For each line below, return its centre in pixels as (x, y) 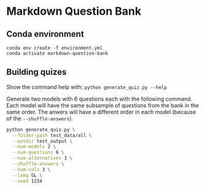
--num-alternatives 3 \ (42, 158)
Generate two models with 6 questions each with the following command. (99, 99)
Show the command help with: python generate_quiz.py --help (87, 87)
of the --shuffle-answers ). (40, 118)
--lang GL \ (27, 175)
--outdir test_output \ (42, 141)
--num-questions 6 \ (38, 152)
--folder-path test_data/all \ (52, 135)
